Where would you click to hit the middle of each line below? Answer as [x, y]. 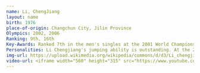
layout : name [22, 17]
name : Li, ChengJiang [33, 11]
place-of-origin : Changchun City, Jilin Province [69, 28]
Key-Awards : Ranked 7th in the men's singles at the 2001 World [87, 45]
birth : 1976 [21, 22]
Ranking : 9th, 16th [30, 39]
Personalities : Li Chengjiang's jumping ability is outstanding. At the [98, 50]
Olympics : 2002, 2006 [33, 34]
